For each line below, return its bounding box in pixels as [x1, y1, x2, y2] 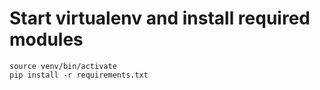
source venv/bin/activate [9, 61, 117, 71]
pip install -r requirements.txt [9, 70, 149, 80]
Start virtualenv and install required [9, 7, 311, 30]
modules [9, 28, 84, 51]
